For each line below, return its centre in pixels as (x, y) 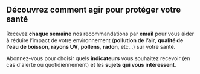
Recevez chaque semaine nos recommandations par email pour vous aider (100, 34)
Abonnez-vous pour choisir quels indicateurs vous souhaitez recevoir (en (98, 58)
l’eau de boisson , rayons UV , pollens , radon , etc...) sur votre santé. (91, 46)
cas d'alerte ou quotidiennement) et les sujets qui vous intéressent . (91, 64)
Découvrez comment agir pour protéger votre (94, 10)
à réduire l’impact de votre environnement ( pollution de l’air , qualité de (95, 40)
